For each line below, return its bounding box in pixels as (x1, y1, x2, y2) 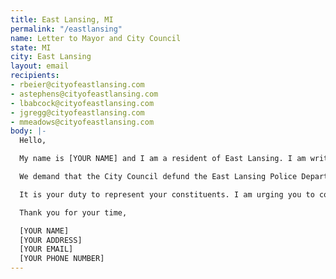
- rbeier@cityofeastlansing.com (10, 80, 145, 90)
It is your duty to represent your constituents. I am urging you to (19, 189, 315, 200)
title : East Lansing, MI (10, 14, 114, 25)
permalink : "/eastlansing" (10, 24, 123, 34)
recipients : (10, 71, 60, 81)
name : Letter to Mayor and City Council (10, 33, 182, 43)
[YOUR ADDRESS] (19, 235, 83, 245)
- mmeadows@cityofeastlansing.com (10, 117, 155, 127)
